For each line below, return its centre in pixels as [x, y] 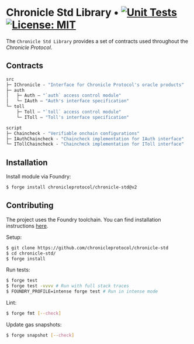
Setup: [14, 237]
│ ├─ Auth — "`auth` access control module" [64, 96]
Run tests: [18, 270]
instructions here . [27, 226]
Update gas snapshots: [34, 324]
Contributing [30, 206]
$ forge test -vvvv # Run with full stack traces [68, 286]
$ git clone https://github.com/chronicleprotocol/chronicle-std [87, 248]
